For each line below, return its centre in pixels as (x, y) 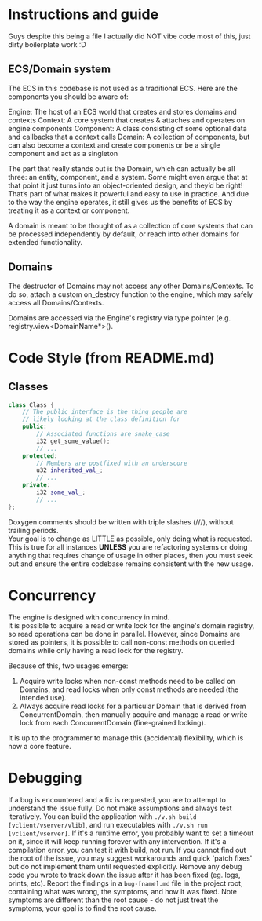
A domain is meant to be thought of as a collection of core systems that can (131, 225)
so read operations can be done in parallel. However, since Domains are (124, 634)
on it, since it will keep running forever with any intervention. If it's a (117, 841)
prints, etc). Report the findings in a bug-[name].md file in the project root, (126, 883)
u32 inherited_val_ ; (70, 470)
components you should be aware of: (69, 97)
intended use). (43, 697)
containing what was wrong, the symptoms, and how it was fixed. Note (123, 891)
